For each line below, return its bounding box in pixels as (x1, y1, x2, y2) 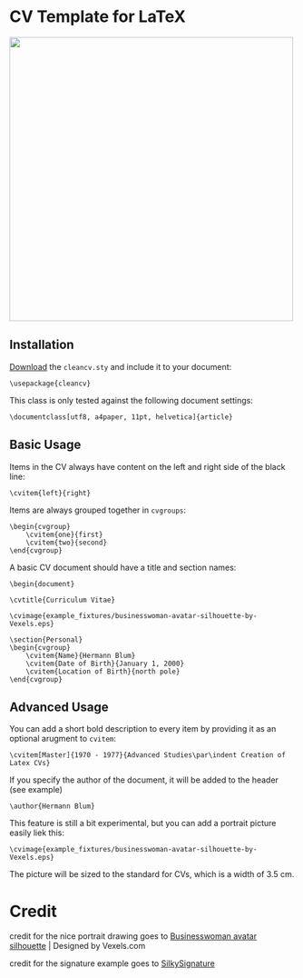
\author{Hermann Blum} (9, 802, 95, 811)
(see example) (9, 784, 64, 795)
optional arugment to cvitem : (9, 733, 116, 744)
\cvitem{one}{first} (25, 530, 103, 539)
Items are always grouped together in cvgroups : (9, 504, 187, 515)
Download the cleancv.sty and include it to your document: (9, 361, 232, 372)
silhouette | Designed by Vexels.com (9, 941, 146, 952)
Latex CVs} (9, 759, 51, 768)
